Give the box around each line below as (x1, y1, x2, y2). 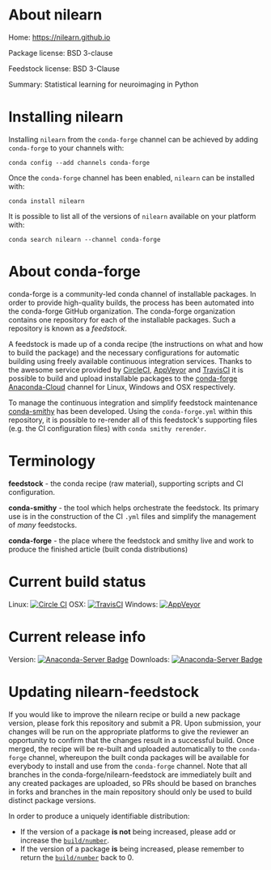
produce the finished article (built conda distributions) (8, 544, 188, 554)
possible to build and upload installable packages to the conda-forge (8, 374, 238, 383)
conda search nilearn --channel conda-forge (8, 235, 161, 243)
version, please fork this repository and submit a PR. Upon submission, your (8, 718, 261, 728)
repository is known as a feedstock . (8, 323, 128, 333)
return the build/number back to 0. (19, 852, 134, 862)
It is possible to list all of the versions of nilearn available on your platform (8, 211, 256, 221)
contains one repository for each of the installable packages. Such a (8, 315, 236, 324)
